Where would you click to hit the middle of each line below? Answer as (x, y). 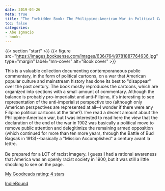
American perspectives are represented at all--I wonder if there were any (79, 107)
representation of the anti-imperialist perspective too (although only (74, 102)
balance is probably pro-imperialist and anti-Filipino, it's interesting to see (80, 96)
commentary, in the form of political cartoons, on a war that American (76, 76)
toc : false (16, 23)
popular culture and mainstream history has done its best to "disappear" (78, 81)
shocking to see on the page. (35, 164)
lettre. (11, 143)
